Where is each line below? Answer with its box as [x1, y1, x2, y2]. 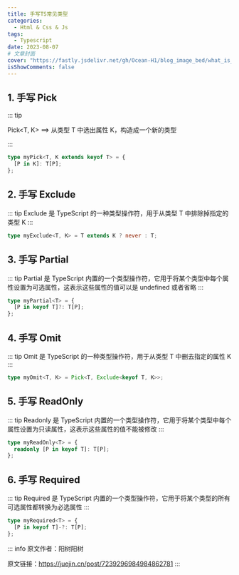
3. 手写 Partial [7, 254, 69, 266]
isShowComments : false [7, 63, 75, 71]
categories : [7, 17, 43, 24]
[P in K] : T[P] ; [14, 161, 62, 168]
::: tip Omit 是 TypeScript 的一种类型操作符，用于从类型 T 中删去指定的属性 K [7, 352, 232, 360]
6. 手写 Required [7, 474, 80, 486]
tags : [7, 30, 23, 38]
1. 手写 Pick [7, 92, 58, 104]
